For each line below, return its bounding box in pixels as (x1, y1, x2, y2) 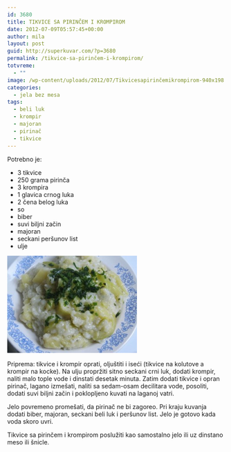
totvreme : (7, 62, 36, 69)
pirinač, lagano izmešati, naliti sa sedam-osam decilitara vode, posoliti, (7, 382, 209, 390)
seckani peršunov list (17, 234, 78, 243)
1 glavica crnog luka (17, 190, 75, 198)
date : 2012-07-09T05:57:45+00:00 (7, 26, 104, 32)
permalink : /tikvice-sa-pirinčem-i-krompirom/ (7, 55, 144, 62)
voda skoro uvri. (7, 417, 53, 425)
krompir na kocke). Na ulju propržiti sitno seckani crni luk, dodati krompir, (7, 367, 216, 375)
